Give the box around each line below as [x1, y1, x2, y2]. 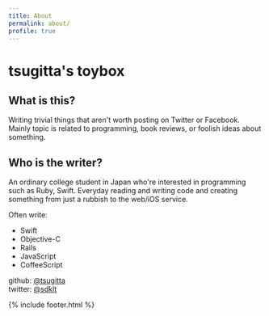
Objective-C [19, 234, 61, 244]
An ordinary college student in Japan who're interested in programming [8, 177, 246, 187]
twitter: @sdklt [8, 284, 57, 294]
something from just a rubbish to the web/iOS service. [8, 195, 188, 204]
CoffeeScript [19, 260, 63, 270]
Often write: [8, 210, 48, 220]
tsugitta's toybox [8, 61, 125, 80]
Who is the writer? [8, 155, 103, 170]
